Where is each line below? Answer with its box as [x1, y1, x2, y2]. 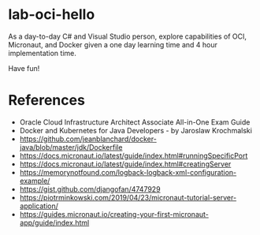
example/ [19, 176, 50, 185]
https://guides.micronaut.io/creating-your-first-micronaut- [19, 209, 209, 218]
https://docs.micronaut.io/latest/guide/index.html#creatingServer [19, 159, 232, 169]
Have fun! [8, 63, 40, 73]
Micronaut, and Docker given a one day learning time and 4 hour [8, 39, 218, 49]
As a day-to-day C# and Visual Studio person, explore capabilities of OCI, [8, 32, 247, 41]
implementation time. [8, 48, 76, 58]
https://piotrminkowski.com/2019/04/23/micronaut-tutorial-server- [19, 192, 237, 202]
